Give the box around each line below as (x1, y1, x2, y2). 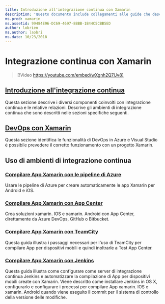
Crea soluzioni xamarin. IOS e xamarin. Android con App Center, (5, 211, 135, 217)
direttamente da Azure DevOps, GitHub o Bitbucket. (5, 216, 110, 222)
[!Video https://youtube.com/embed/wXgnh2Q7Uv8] (17, 72, 124, 78)
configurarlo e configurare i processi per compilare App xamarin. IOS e (5, 284, 149, 290)
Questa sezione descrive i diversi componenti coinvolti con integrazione (5, 99, 151, 105)
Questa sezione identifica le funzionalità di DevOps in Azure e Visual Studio (5, 137, 158, 143)
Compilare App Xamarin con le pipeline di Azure (5, 171, 122, 178)
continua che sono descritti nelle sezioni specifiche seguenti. (5, 110, 129, 115)
